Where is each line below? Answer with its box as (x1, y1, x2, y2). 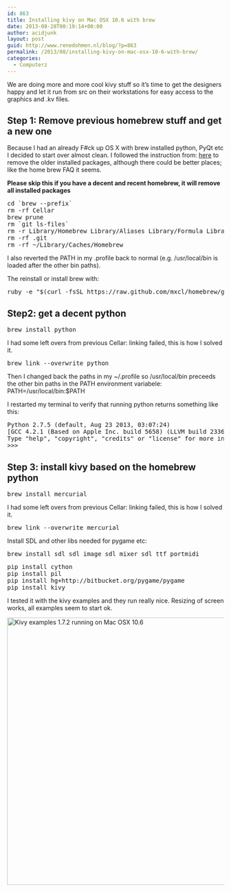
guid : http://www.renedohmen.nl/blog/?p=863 (7, 42, 137, 49)
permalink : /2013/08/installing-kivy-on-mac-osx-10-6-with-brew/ (7, 49, 198, 56)
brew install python (7, 326, 77, 334)
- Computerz (13, 61, 48, 68)
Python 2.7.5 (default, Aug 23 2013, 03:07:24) (7, 421, 170, 429)
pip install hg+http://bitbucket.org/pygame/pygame (7, 577, 186, 585)
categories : (7, 55, 41, 62)
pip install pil (7, 570, 62, 578)
